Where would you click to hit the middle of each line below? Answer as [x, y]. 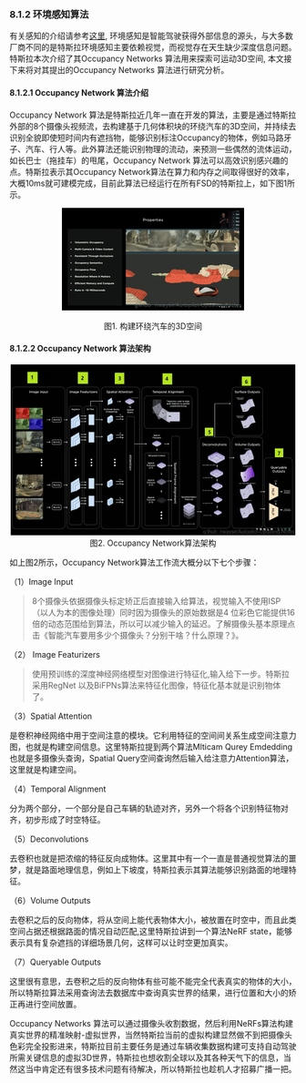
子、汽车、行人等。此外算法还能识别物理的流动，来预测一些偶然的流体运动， [153, 148]
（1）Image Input [41, 581]
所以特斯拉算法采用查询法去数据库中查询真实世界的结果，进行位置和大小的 [149, 992]
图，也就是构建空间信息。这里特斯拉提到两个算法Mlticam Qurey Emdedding [151, 746]
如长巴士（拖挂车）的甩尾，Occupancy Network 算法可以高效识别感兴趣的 [149, 160]
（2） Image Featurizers [55, 654]
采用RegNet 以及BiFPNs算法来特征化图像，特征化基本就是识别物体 [156, 685]
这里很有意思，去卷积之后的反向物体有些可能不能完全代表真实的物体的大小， [153, 981]
